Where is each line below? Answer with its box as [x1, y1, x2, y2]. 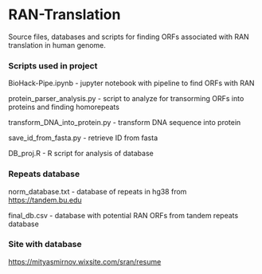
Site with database [8, 239, 82, 250]
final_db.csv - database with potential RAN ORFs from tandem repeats [8, 210, 239, 220]
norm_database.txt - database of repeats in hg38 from [8, 186, 187, 196]
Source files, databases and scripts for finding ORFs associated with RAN [8, 32, 249, 41]
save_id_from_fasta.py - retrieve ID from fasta [8, 133, 158, 143]
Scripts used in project [8, 60, 98, 71]
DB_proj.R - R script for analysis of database [8, 149, 154, 159]
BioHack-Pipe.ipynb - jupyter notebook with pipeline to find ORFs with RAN [8, 78, 255, 88]
